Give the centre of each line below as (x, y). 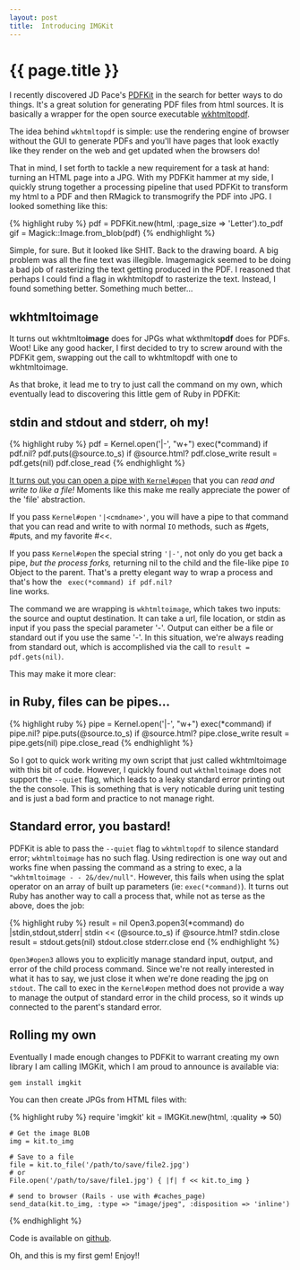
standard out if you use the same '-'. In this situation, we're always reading (146, 637)
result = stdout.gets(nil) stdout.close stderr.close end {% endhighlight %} (145, 942)
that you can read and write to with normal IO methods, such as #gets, (139, 527)
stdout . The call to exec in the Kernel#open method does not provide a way (147, 987)
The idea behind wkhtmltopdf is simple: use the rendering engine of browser (150, 132)
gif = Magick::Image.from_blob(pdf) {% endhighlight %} (112, 233)
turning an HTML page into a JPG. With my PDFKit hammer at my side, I (141, 178)
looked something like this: (59, 206)
